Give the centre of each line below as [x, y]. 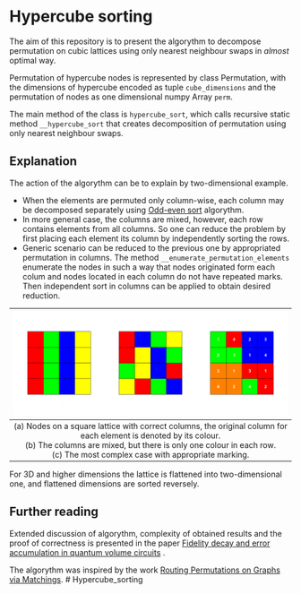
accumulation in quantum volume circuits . [87, 552]
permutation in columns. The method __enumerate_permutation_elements [155, 257]
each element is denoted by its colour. [150, 435]
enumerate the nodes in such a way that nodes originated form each [149, 267]
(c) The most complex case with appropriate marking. [150, 454]
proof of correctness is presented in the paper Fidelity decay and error [140, 543]
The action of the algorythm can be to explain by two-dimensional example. [149, 183]
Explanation [43, 162]
